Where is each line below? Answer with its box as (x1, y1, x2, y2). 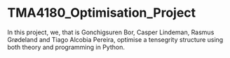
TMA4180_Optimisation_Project (7, 5, 196, 21)
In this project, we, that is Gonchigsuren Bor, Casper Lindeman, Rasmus (7, 28, 215, 36)
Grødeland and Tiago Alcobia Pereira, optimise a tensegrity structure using (7, 35, 224, 43)
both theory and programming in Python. (7, 43, 125, 51)
